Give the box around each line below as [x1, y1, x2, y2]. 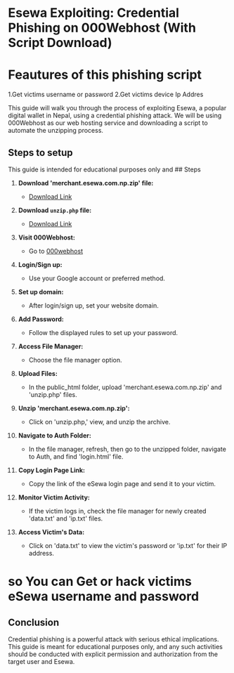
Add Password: [18, 315, 64, 323]
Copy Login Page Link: [18, 466, 85, 474]
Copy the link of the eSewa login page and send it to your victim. [28, 479, 216, 488]
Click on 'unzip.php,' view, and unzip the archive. [28, 417, 171, 426]
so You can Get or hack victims [8, 574, 192, 589]
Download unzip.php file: [18, 206, 92, 214]
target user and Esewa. [8, 657, 75, 665]
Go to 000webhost [28, 247, 84, 255]
